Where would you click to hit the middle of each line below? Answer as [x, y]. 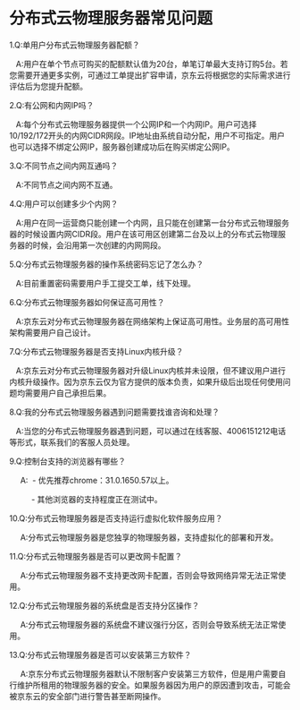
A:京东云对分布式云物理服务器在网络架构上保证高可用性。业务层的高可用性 [153, 321]
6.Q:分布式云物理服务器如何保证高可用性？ [87, 302]
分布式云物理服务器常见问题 [111, 18]
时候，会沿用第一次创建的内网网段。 [99, 245]
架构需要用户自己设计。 [52, 332]
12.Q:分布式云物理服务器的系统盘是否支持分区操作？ [104, 605]
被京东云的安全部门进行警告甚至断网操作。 [87, 696]
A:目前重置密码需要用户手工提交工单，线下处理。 [106, 283]
